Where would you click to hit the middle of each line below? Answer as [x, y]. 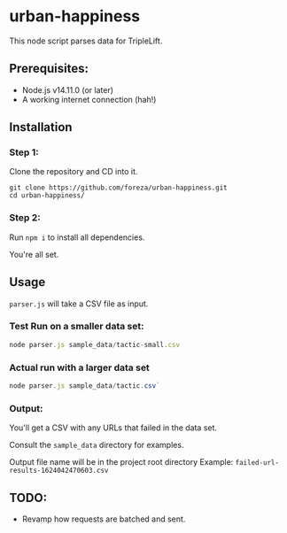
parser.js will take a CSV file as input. [79, 304]
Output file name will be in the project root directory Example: [121, 462]
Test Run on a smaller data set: [77, 327]
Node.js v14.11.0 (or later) [67, 89]
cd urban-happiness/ [47, 196]
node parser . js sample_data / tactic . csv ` [85, 386]
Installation [41, 127]
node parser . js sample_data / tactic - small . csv [94, 344]
